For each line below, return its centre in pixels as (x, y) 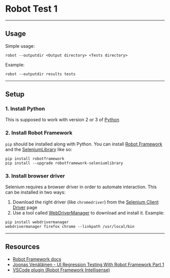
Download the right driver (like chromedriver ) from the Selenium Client (86, 202)
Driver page (25, 207)
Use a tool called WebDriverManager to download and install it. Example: (88, 213)
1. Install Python (25, 109)
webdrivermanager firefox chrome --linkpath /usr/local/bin (70, 227)
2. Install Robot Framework (39, 133)
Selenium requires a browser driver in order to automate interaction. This (81, 187)
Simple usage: (20, 46)
